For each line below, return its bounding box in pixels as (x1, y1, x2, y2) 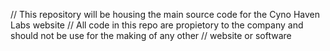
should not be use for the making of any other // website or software (10, 30, 292, 41)
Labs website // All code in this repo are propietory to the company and (10, 19, 304, 31)
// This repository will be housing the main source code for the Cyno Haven (10, 9, 320, 20)
